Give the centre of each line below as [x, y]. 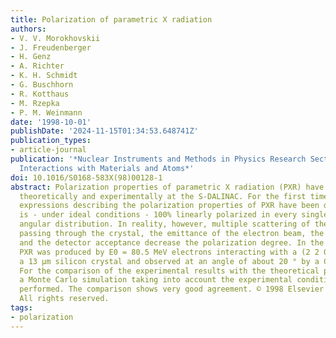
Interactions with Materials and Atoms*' [107, 168]
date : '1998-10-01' [51, 122]
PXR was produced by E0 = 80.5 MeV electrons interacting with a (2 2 [169, 252]
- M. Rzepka [35, 103]
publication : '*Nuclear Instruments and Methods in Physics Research [158, 159]
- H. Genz [31, 57]
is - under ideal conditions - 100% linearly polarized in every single [174, 215]
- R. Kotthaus [40, 94]
